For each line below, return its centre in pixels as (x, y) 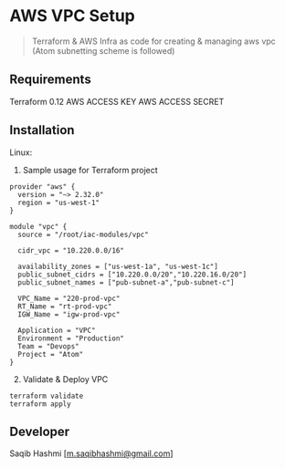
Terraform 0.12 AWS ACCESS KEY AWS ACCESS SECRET (117, 101)
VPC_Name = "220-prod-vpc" (69, 298)
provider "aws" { (42, 187)
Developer (40, 431)
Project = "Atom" (51, 354)
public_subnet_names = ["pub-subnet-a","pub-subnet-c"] (126, 282)
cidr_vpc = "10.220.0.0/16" (71, 250)
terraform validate (47, 396)
